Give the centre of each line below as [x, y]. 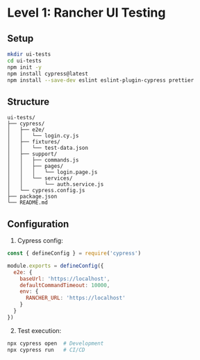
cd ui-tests [24, 60]
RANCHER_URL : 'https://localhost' [76, 298]
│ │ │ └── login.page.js [52, 172]
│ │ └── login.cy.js [43, 136]
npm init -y [24, 67]
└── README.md [28, 203]
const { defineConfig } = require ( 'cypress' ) [74, 253]
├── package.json [32, 197]
